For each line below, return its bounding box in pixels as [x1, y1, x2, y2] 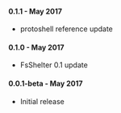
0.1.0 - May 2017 [8, 42, 65, 52]
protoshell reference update [19, 24, 113, 34]
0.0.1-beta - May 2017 [8, 79, 83, 88]
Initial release [19, 96, 65, 106]
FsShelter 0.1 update [19, 60, 89, 70]
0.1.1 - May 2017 [8, 6, 63, 16]
